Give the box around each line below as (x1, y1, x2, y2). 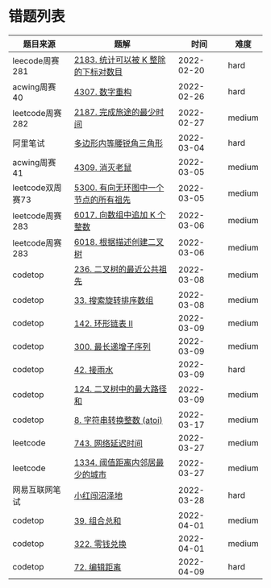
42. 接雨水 (73, 364, 114, 375)
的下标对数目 (73, 66, 123, 77)
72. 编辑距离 (73, 561, 122, 573)
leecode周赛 (12, 55, 60, 66)
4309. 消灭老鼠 (73, 162, 132, 173)
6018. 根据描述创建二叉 (73, 236, 165, 247)
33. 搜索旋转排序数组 (73, 295, 154, 306)
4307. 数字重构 (73, 86, 132, 97)
